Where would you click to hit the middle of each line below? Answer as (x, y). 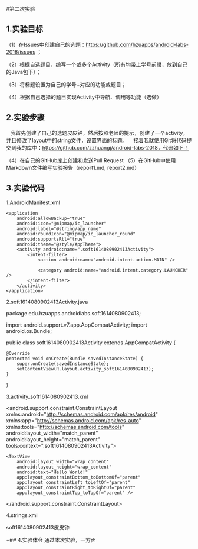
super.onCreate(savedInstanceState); (63, 364)
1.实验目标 (25, 29)
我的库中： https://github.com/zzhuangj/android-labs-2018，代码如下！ (103, 147)
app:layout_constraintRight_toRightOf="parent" (76, 488)
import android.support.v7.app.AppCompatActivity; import (77, 325)
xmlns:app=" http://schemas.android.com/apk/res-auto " (74, 421)
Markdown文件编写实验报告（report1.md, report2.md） (73, 167)
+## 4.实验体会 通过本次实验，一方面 (51, 540)
